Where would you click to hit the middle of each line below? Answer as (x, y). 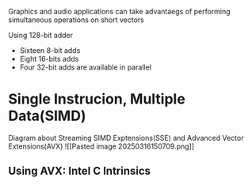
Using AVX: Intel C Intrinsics (80, 171)
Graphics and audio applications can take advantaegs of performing (120, 11)
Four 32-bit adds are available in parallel (86, 67)
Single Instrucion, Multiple (97, 99)
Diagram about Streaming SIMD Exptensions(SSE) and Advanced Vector (126, 138)
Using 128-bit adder (41, 35)
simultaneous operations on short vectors (76, 20)
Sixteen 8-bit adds (50, 50)
